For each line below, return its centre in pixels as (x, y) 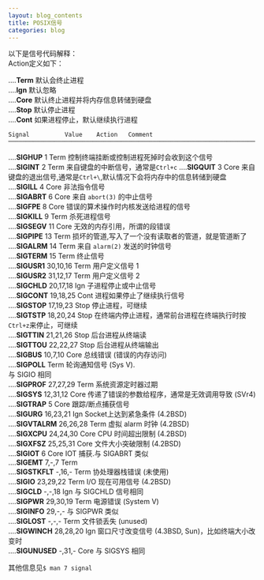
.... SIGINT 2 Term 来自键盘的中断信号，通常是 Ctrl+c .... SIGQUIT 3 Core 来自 (132, 168)
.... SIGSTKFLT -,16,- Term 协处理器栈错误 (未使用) (89, 472)
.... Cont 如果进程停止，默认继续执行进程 (73, 120)
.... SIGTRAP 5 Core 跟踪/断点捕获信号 (69, 405)
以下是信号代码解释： (43, 54)
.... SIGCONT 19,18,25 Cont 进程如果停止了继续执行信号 (97, 296)
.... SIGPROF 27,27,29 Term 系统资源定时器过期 (83, 385)
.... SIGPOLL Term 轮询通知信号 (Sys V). (72, 365)
